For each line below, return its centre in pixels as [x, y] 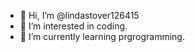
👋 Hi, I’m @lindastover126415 [79, 15]
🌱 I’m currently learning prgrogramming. [102, 36]
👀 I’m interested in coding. [73, 26]
